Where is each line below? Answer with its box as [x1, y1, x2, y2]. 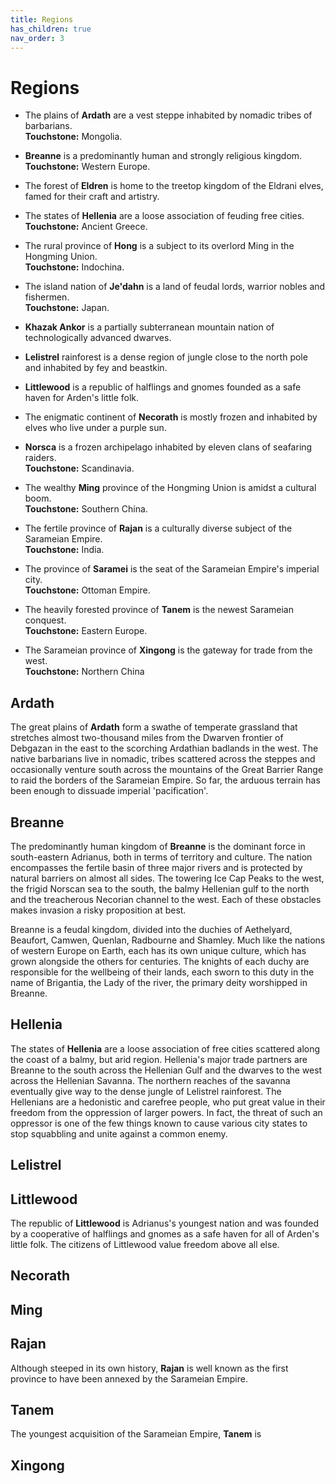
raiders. [24, 452, 57, 464]
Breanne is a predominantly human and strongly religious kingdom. [24, 150, 303, 162]
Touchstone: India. [24, 544, 105, 556]
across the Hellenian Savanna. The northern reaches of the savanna [10, 1074, 291, 1086]
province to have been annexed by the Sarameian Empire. [10, 1372, 248, 1385]
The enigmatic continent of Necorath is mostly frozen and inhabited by [24, 411, 318, 423]
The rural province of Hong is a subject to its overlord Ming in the [24, 240, 295, 252]
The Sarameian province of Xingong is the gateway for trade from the [24, 644, 313, 656]
